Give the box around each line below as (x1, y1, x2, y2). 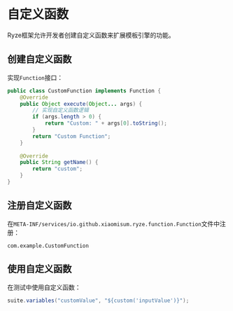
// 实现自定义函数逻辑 (32, 106, 89, 114)
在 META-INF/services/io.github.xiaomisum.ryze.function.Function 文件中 (7, 219, 220, 228)
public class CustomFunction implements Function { (7, 87, 161, 95)
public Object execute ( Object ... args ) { (20, 100, 142, 107)
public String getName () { (20, 159, 99, 166)
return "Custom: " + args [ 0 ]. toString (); (44, 120, 168, 127)
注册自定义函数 (7, 200, 72, 212)
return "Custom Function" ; (32, 132, 111, 140)
